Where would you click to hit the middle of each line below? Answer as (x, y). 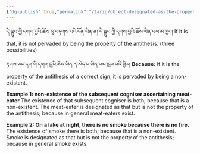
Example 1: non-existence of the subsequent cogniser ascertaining (91, 94)
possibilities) (22, 50)
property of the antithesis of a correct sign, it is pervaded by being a (90, 76)
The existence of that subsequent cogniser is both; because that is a (105, 100)
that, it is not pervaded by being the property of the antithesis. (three (90, 43)
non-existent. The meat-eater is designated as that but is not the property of (100, 107)
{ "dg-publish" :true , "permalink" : (48, 12)
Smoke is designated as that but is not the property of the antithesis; (90, 137)
